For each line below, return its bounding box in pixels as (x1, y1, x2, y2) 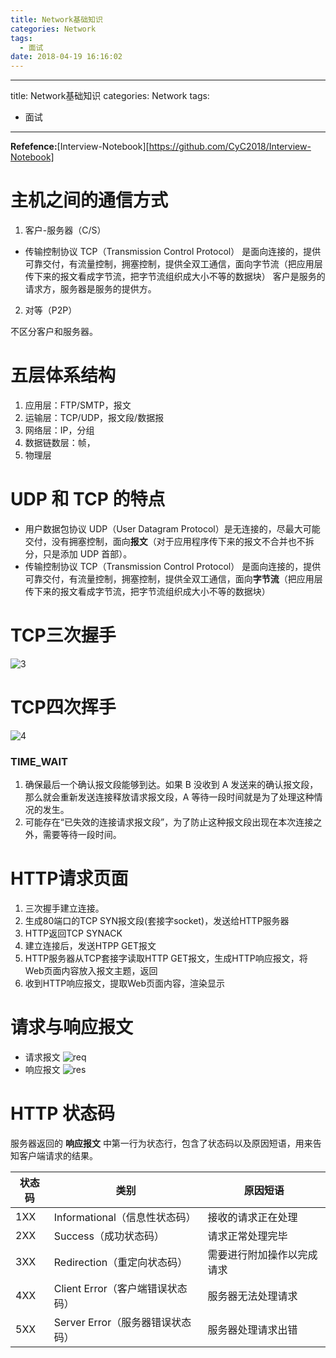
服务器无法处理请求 (207, 1289, 298, 1303)
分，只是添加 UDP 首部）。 (24, 547, 133, 560)
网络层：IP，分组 (24, 424, 95, 436)
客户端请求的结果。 (18, 1149, 98, 1161)
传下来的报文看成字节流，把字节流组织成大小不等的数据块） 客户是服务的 (24, 271, 326, 283)
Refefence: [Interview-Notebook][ (10, 141, 150, 153)
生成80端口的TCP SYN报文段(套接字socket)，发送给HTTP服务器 (24, 915, 290, 927)
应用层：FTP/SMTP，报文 (24, 399, 132, 411)
